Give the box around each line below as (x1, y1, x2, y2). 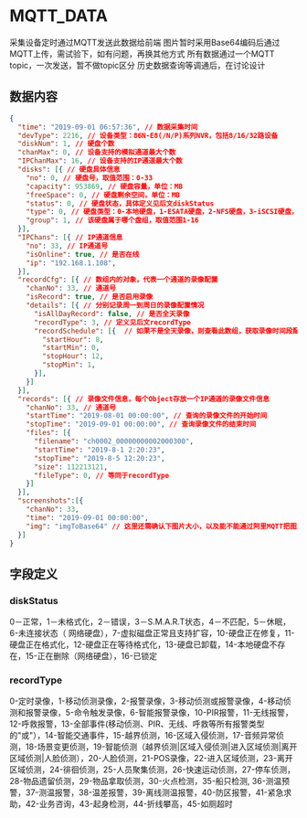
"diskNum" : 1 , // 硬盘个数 (17, 139, 115, 149)
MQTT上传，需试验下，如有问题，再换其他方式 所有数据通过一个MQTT (9, 48, 275, 59)
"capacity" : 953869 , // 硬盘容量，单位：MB (26, 182, 183, 191)
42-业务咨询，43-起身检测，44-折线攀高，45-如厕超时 (25, 799, 233, 810)
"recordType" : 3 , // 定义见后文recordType (33, 317, 192, 327)
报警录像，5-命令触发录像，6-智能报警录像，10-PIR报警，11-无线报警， (25, 707, 294, 718)
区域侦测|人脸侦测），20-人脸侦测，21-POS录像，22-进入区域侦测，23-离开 (9, 753, 293, 764)
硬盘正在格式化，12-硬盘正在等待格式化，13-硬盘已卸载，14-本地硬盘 (9, 639, 270, 650)
